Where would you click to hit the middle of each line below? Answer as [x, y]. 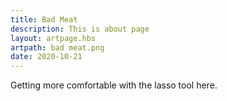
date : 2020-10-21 [46, 57]
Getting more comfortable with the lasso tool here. [114, 85]
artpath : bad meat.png [57, 47]
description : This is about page [80, 29]
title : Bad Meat [44, 19]
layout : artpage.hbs [53, 38]
